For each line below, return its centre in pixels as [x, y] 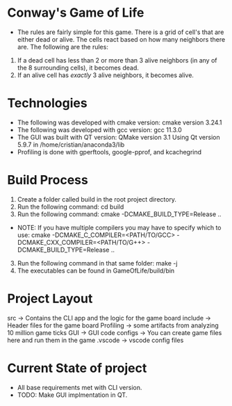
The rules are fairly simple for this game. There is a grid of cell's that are [121, 32]
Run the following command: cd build [71, 206]
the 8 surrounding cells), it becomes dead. [78, 67]
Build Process [48, 180]
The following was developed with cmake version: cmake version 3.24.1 [119, 122]
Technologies [48, 103]
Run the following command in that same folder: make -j [97, 263]
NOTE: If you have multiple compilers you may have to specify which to [119, 227]
